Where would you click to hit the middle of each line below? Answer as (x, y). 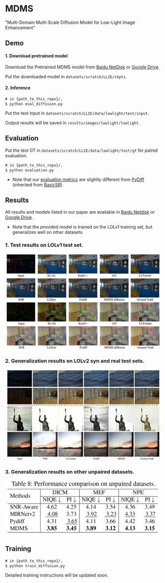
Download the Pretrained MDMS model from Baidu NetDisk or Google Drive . (82, 67)
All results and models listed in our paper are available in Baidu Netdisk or (80, 212)
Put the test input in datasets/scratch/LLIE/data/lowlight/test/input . (77, 113)
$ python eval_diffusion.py (34, 104)
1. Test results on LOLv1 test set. (44, 245)
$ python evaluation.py (30, 170)
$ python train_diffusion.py (35, 566)
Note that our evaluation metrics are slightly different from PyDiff (78, 179)
